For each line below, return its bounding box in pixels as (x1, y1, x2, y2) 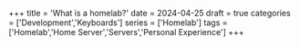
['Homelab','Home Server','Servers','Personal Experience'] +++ (8, 27, 244, 37)
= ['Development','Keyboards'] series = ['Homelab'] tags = (8, 17, 229, 28)
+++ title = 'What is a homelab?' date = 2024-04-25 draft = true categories (8, 8, 291, 18)
